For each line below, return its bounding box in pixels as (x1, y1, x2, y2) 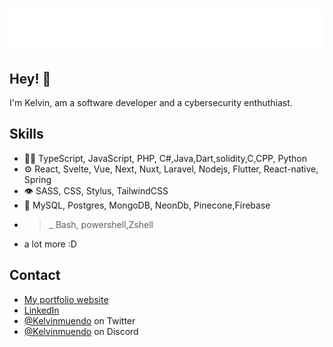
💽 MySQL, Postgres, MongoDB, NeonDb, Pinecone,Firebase (23, 199, 271, 211)
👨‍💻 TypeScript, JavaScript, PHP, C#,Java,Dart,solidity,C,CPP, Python (23, 152, 307, 164)
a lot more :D (23, 238, 77, 250)
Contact (9, 267, 61, 284)
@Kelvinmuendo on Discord (23, 325, 139, 337)
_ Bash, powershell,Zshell (48, 218, 154, 230)
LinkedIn (23, 304, 60, 316)
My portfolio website (23, 293, 109, 305)
